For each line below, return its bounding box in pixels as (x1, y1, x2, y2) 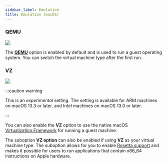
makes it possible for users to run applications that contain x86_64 (5, 148, 142, 154)
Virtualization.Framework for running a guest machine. (5, 127, 117, 133)
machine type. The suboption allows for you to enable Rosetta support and (5, 142, 159, 148)
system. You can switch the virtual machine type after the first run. (5, 54, 142, 60)
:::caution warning (5, 88, 42, 94)
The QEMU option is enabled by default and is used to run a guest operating (5, 49, 162, 55)
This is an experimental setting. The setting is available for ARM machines (5, 97, 157, 103)
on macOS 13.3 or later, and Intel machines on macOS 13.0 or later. (5, 103, 142, 109)
